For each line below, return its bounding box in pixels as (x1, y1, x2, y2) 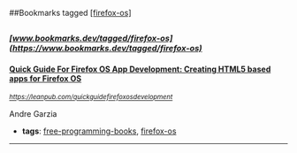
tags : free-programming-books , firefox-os (21, 126, 177, 136)
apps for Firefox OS (9, 73, 82, 83)
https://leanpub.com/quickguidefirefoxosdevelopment (9, 93, 173, 102)
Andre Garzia (9, 108, 57, 119)
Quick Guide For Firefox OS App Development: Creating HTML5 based (9, 64, 271, 74)
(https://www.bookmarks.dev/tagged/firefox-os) (9, 43, 203, 54)
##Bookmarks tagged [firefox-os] (9, 8, 132, 18)
